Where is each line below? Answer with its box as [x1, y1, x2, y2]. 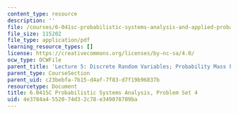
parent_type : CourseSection [7, 69, 91, 76]
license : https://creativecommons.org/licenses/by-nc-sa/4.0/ [7, 50, 195, 57]
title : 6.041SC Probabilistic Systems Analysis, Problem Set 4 [7, 89, 198, 96]
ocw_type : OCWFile [7, 57, 62, 64]
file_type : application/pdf [7, 37, 91, 44]
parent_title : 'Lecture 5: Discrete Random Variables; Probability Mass [7, 63, 227, 70]
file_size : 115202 [7, 30, 62, 38]
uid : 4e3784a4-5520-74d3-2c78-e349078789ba [7, 96, 138, 103]
